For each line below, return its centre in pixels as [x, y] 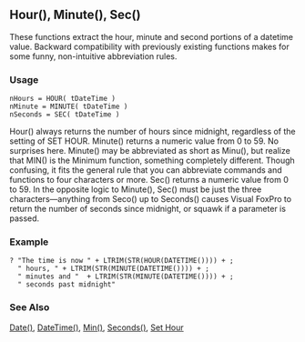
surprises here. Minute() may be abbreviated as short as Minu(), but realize [150, 151]
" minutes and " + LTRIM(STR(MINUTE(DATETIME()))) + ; [126, 277]
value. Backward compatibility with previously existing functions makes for [149, 46]
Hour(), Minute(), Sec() [75, 15]
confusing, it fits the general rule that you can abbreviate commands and [146, 170]
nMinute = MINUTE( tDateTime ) [69, 107]
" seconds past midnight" [67, 285]
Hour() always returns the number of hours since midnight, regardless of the [152, 132]
